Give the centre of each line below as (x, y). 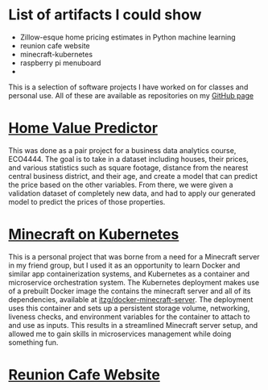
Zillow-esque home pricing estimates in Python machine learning (128, 37)
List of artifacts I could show (105, 15)
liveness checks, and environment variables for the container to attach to (130, 317)
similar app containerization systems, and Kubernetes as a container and (129, 274)
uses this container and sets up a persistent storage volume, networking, (129, 308)
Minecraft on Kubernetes (94, 234)
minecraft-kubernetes (56, 54)
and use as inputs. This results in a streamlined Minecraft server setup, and (133, 325)
